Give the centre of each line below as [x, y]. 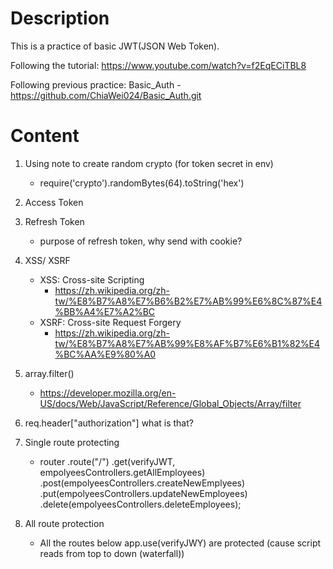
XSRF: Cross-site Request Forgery [110, 322]
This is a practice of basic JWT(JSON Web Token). [115, 46]
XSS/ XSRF [47, 260]
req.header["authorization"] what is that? [109, 423]
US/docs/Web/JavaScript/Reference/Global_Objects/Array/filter [170, 403]
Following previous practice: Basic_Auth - [96, 84]
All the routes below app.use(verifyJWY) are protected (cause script [180, 543]
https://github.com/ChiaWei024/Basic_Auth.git [106, 95]
